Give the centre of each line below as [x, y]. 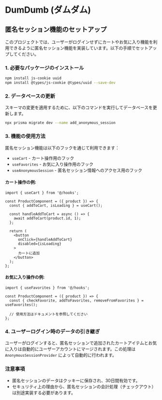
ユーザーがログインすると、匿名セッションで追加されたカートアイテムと [77, 343]
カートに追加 [29, 253]
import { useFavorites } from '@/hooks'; [47, 288]
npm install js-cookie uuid [33, 78]
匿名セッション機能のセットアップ [56, 29]
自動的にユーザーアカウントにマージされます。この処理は [79, 349]
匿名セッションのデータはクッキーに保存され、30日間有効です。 [76, 380]
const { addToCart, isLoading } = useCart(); [56, 205]
